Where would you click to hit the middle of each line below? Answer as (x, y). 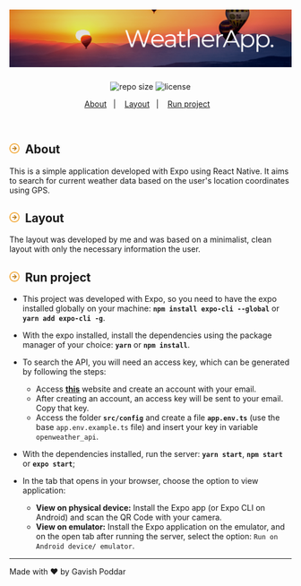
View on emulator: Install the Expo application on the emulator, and (160, 527)
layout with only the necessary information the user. (105, 249)
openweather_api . (67, 437)
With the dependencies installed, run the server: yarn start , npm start (153, 454)
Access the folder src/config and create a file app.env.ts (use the (158, 418)
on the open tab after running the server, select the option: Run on (157, 537)
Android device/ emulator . (85, 546)
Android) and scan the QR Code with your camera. (129, 517)
